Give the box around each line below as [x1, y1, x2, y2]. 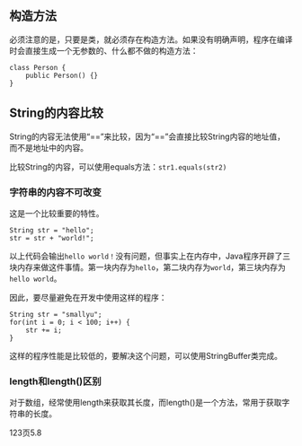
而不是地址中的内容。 [9, 142, 88, 153]
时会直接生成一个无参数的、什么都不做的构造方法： [9, 45, 199, 56]
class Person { [9, 63, 67, 72]
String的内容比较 [9, 106, 104, 121]
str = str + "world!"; [9, 233, 94, 242]
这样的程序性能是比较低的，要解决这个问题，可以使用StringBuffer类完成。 [9, 350, 283, 361]
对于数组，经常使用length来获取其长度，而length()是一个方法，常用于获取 [9, 398, 282, 408]
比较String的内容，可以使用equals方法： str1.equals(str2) [9, 161, 227, 172]
